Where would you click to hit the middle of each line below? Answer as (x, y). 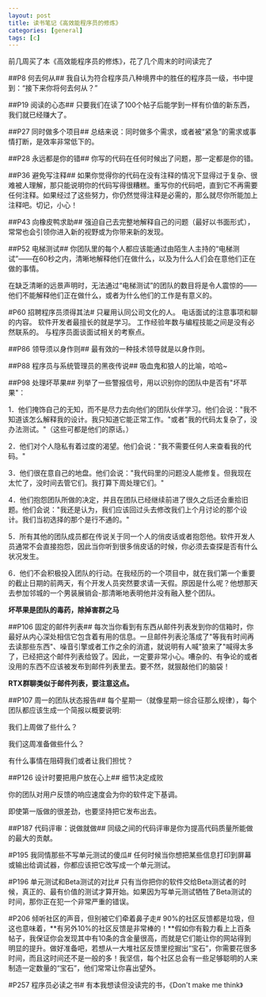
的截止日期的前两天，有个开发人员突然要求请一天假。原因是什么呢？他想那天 (133, 583)
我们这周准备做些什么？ (46, 744)
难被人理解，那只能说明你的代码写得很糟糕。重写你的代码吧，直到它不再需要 (133, 185)
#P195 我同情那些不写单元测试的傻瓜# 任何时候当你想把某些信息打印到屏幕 (130, 855)
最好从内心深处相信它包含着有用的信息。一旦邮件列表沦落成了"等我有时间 (128, 637)
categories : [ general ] (46, 30)
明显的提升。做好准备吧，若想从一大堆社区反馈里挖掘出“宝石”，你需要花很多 (133, 949)
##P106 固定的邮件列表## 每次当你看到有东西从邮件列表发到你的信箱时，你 (131, 627)
